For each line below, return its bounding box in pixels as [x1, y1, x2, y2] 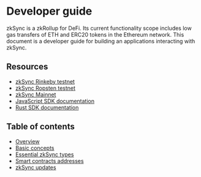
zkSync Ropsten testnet [15, 84, 75, 92]
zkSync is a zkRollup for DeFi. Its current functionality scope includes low [6, 24, 192, 32]
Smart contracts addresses [15, 157, 84, 164]
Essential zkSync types [15, 151, 74, 158]
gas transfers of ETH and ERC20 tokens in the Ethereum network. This [6, 31, 184, 38]
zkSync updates [15, 164, 56, 171]
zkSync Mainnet [15, 90, 56, 98]
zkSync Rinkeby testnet [15, 78, 75, 85]
